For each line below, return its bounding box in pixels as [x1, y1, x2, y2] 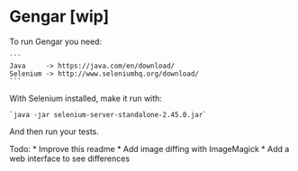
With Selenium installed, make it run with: [9, 93, 162, 103]
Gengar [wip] [9, 6, 110, 27]
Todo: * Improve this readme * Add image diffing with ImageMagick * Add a [9, 143, 290, 154]
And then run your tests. [9, 126, 99, 137]
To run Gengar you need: [9, 36, 102, 47]
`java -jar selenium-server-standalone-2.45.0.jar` [9, 110, 207, 119]
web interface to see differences [9, 153, 131, 164]
